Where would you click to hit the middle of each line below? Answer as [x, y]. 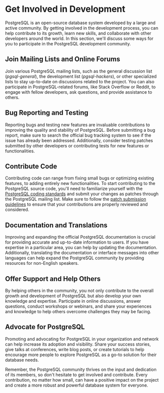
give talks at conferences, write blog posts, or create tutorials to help [75, 349]
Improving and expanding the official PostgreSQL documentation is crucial [80, 237]
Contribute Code [31, 166]
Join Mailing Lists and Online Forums [63, 59]
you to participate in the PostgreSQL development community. [68, 43]
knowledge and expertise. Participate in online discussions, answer [73, 301]
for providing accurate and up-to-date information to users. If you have [77, 242]
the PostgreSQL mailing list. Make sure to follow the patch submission [76, 199]
